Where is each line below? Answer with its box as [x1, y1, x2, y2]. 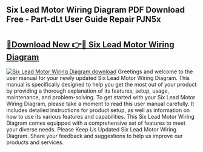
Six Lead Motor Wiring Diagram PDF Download [6, 5, 185, 15]
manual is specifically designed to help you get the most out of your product [6, 81, 197, 88]
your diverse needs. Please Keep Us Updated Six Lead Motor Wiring [6, 126, 177, 133]
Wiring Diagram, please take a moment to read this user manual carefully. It [6, 100, 195, 107]
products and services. [6, 139, 64, 146]
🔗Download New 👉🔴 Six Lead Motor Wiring [6, 39, 175, 50]
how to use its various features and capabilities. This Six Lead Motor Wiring [6, 113, 195, 120]
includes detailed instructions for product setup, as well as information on [6, 107, 190, 114]
